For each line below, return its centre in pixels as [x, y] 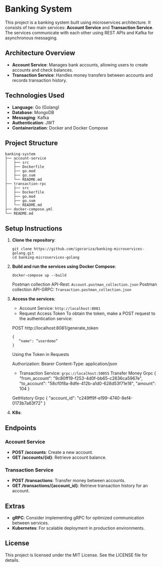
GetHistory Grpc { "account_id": [44, 398]
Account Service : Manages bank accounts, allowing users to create [80, 65]
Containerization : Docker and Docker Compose [60, 128]
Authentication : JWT [33, 123]
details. [12, 560]
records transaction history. [39, 80]
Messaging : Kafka [30, 117]
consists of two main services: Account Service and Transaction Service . [79, 27]
